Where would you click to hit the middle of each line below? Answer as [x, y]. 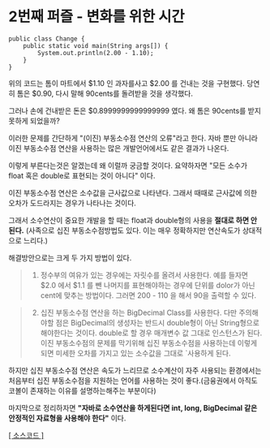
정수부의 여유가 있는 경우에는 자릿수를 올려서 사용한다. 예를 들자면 [144, 275]
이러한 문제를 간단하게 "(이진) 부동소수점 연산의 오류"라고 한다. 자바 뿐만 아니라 [133, 138]
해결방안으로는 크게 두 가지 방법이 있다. [70, 257]
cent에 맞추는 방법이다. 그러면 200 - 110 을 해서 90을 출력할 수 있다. [148, 295]
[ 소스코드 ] [26, 435]
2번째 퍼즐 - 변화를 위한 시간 [96, 17]
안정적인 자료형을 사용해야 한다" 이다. [67, 418]
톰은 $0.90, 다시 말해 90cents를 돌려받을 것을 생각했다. [105, 93]
